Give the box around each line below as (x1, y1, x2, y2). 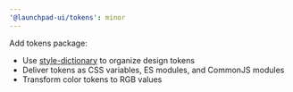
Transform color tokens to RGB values (21, 73, 163, 85)
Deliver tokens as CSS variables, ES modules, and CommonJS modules (21, 64, 285, 75)
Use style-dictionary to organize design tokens (21, 54, 195, 65)
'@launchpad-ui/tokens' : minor (9, 13, 126, 22)
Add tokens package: (9, 38, 88, 48)
